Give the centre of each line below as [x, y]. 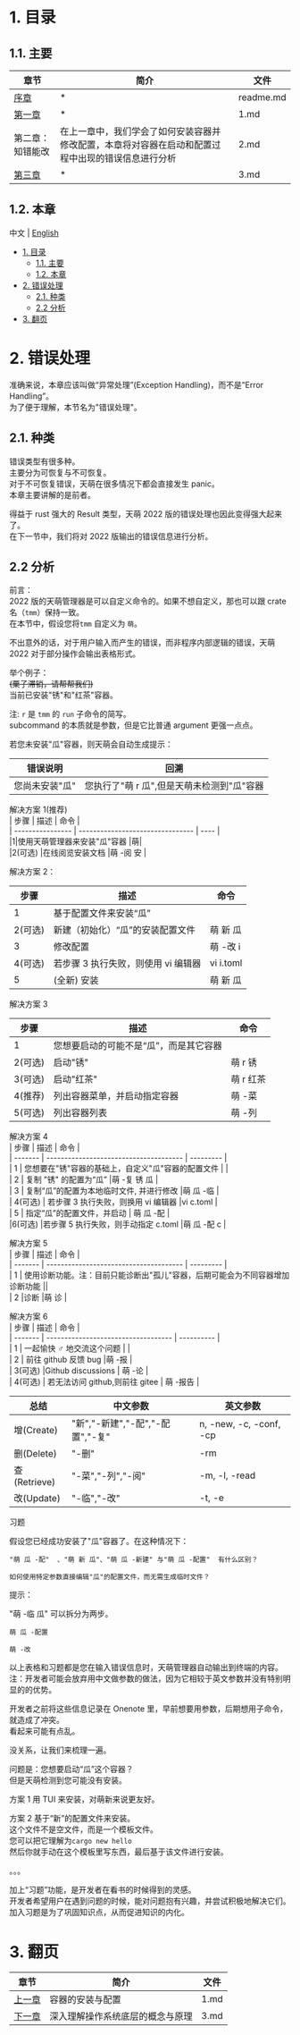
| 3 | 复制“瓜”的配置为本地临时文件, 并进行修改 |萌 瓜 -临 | [114, 1191]
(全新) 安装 [76, 981]
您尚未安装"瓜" [45, 786]
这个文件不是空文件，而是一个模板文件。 [83, 1829]
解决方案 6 [29, 1317]
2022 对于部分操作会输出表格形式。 [75, 654]
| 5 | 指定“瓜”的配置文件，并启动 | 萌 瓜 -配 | [90, 1213]
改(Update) [37, 1499]
